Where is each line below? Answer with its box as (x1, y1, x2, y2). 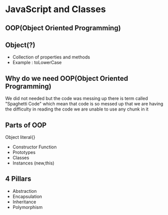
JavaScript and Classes (5, 4, 106, 15)
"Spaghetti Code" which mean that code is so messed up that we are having (5, 101, 163, 107)
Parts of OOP (5, 121, 47, 129)
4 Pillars (5, 175, 32, 183)
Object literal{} (5, 134, 36, 140)
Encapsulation (12, 193, 42, 199)
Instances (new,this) (12, 160, 54, 166)
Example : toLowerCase (12, 60, 62, 66)
